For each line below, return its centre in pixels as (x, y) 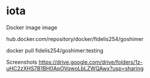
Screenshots (22, 62)
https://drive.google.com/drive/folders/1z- (91, 62)
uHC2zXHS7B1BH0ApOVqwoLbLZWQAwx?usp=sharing (75, 68)
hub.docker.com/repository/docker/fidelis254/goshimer (75, 39)
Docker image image (32, 27)
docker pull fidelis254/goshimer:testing (55, 50)
